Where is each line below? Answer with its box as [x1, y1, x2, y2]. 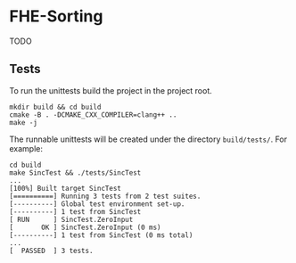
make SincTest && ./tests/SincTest [9, 168, 142, 177]
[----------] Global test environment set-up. [9, 199, 185, 209]
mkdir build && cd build [9, 103, 102, 111]
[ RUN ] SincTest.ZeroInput [9, 215, 134, 224]
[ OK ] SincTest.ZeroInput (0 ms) [9, 223, 162, 232]
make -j [9, 118, 38, 127]
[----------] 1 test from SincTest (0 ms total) [9, 230, 193, 240]
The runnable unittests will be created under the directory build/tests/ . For [9, 134, 288, 144]
